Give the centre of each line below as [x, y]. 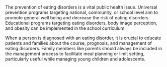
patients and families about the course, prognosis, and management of [79, 43]
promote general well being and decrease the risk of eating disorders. [77, 18]
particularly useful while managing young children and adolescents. [75, 59]
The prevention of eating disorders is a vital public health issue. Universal [81, 7]
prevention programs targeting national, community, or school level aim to [82, 12]
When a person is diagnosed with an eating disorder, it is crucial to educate [83, 38]
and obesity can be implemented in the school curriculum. [65, 28]
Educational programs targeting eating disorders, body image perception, [81, 23]
